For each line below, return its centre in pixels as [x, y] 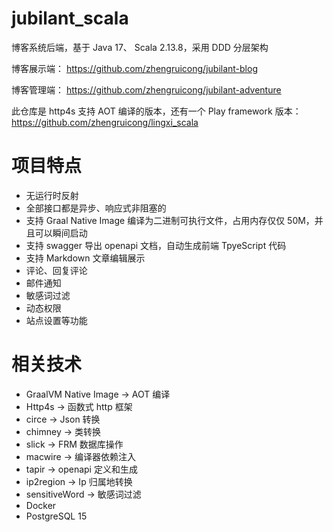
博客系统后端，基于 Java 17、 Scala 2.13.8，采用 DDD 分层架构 [140, 47]
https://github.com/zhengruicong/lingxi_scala [105, 122]
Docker [41, 505]
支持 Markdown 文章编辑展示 [85, 258]
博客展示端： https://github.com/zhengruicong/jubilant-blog [134, 68]
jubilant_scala [70, 18]
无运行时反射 [52, 195]
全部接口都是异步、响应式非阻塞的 [96, 208]
